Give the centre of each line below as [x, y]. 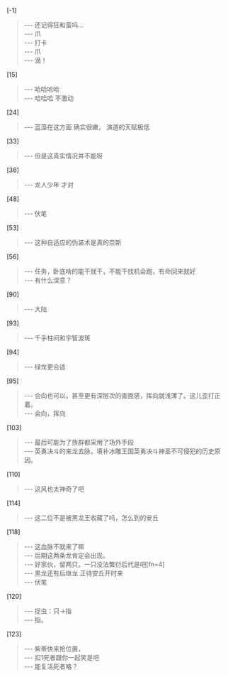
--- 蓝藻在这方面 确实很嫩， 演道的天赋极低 [87, 127]
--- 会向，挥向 [45, 413]
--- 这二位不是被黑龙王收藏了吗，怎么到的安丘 [91, 518]
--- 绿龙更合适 [45, 367]
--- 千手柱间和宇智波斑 [57, 338]
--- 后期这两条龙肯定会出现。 [67, 556]
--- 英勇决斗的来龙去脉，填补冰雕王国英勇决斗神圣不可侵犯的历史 [119, 451]
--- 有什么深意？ [48, 280]
